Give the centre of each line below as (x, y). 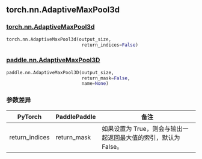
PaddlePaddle (76, 117)
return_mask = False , (106, 78)
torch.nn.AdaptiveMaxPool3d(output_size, (59, 39)
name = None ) (95, 84)
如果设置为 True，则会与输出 (142, 129)
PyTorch (29, 117)
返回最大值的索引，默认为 (144, 137)
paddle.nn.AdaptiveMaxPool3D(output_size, (60, 72)
